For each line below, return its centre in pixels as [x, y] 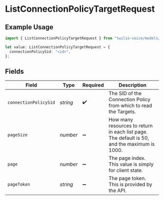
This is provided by [130, 184]
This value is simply [131, 164]
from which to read [130, 106]
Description [133, 85]
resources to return [131, 126]
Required [93, 85]
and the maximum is [132, 144]
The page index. [127, 158]
